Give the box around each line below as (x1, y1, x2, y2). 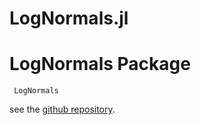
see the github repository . (9, 103, 116, 116)
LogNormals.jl (9, 7, 129, 30)
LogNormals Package (9, 53, 191, 76)
